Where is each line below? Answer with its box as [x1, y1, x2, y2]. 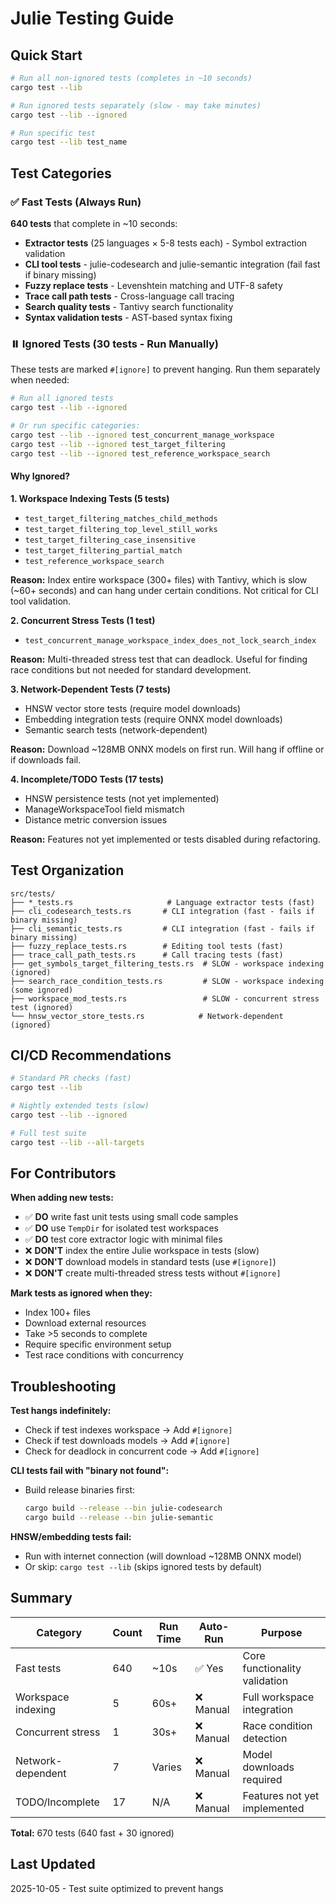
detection [242, 1731, 288, 1745]
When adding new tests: [10, 1192, 114, 1204]
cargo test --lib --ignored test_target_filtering [10, 439, 226, 449]
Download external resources [24, 1317, 147, 1329]
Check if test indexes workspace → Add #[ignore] [24, 1424, 233, 1436]
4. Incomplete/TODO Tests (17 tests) [10, 773, 165, 785]
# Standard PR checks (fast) [10, 1073, 132, 1084]
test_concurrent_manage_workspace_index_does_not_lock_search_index [24, 635, 317, 646]
